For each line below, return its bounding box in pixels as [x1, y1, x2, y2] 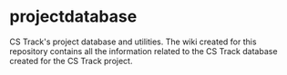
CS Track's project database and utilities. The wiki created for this [9, 36, 257, 47]
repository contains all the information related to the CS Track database [9, 45, 278, 56]
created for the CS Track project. [9, 55, 133, 66]
